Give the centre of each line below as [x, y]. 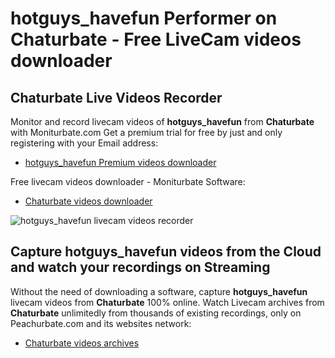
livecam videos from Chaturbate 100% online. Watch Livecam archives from [167, 302]
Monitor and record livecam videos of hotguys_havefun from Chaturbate [162, 121]
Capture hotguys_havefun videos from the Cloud [166, 252]
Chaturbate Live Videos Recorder [116, 97]
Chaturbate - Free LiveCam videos [156, 39]
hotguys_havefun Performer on [144, 18]
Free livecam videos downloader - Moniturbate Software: [128, 181]
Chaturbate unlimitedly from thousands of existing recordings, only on [156, 313]
